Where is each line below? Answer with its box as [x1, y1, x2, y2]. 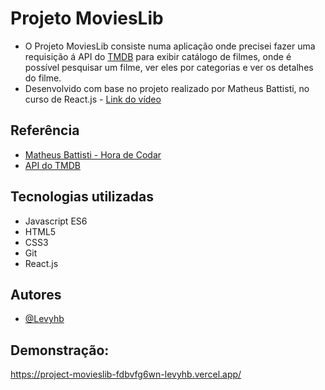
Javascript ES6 [24, 215, 88, 227]
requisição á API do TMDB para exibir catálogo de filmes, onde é [24, 50, 292, 62]
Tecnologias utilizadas [10, 188, 154, 206]
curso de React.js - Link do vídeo [24, 93, 162, 105]
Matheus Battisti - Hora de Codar [24, 148, 162, 161]
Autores [10, 286, 62, 303]
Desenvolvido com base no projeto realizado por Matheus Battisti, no [24, 82, 310, 94]
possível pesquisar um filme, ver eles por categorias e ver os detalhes [24, 61, 314, 73]
